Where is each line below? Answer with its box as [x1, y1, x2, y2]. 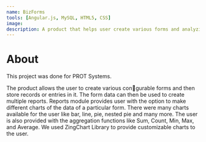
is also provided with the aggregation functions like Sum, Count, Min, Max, [6, 117, 194, 124]
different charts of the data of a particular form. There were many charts [6, 104, 189, 111]
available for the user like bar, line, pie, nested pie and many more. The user [6, 111, 198, 118]
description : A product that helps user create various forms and [6, 26, 180, 32]
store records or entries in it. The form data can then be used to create [6, 91, 185, 99]
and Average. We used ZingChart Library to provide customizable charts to [6, 124, 196, 131]
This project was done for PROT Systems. [6, 73, 112, 80]
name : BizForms [6, 9, 45, 15]
